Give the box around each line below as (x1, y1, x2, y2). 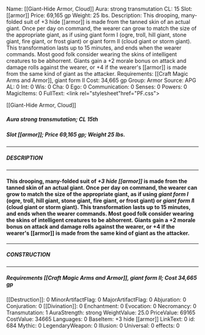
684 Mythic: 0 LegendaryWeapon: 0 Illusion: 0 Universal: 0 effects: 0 (6, 322, 180, 329)
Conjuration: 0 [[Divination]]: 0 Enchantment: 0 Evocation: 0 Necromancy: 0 (6, 303, 197, 310)
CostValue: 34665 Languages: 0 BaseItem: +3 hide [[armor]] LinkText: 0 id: (6, 315, 195, 323)
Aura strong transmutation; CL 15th (6, 116, 99, 123)
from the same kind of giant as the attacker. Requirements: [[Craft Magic (6, 70, 189, 77)
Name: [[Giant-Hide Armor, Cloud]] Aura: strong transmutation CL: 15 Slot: (6, 6, 193, 12)
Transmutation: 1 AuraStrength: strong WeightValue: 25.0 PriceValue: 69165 (6, 309, 196, 317)
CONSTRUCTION (6, 251, 51, 259)
